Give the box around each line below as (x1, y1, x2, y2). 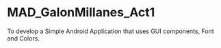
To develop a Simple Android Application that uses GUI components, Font (7, 27, 214, 35)
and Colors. (7, 34, 40, 42)
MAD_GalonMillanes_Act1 (7, 5, 155, 20)
